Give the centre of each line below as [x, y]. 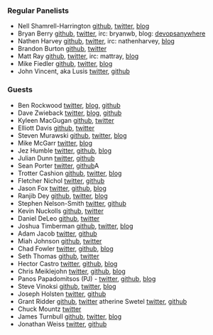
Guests [20, 89]
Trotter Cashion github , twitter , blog [70, 173]
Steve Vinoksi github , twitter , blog [67, 286]
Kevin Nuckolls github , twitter [61, 211]
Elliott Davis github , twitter [56, 128]
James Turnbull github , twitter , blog [70, 316]
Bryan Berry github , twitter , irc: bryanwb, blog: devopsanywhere [111, 33]
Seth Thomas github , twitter [58, 256]
